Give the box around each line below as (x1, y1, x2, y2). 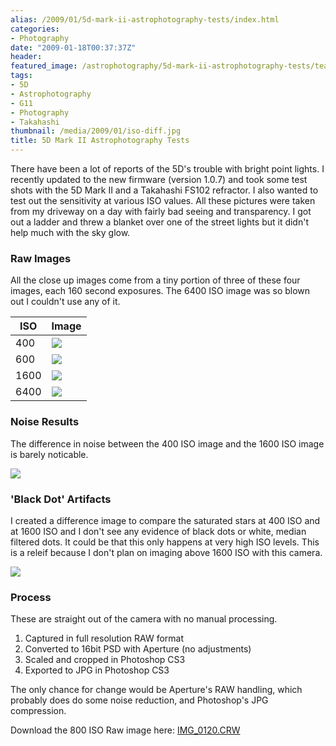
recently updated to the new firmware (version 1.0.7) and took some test (10, 174, 308, 185)
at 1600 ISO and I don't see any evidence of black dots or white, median (10, 525, 307, 537)
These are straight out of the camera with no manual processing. (10, 613, 278, 625)
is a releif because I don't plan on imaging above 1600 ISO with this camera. (10, 546, 323, 558)
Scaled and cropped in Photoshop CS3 (24, 654, 186, 666)
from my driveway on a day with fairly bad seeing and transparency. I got (10, 206, 312, 217)
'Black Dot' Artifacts (10, 492, 112, 506)
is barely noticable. (10, 448, 89, 460)
